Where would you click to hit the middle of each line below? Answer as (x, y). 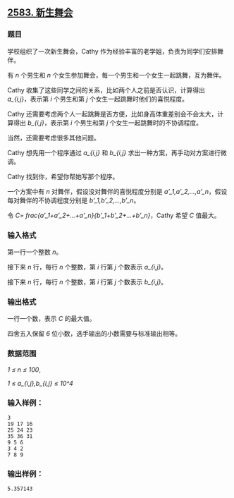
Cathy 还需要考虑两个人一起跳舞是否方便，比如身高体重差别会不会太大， (112, 114)
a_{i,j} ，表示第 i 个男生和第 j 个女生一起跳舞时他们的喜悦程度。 (98, 99)
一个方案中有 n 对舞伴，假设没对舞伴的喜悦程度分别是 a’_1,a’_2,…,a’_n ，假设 (117, 191)
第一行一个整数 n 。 (35, 252)
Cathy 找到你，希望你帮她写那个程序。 (63, 176)
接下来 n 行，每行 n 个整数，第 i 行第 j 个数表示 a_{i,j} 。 (87, 267)
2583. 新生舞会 (40, 13)
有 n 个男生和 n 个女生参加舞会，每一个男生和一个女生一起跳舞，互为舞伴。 (116, 75)
